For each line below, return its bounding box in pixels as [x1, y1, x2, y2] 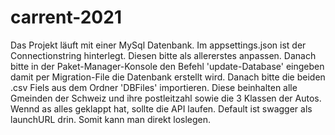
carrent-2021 [10, 6, 122, 29]
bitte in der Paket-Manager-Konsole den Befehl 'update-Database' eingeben [10, 60, 325, 72]
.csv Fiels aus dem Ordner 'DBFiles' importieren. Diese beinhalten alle [10, 81, 298, 93]
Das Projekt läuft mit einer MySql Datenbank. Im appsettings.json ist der [10, 39, 307, 51]
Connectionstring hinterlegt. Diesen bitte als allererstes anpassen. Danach [10, 49, 317, 61]
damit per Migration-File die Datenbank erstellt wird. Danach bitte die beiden [10, 71, 326, 83]
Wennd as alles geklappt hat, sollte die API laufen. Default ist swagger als [10, 102, 313, 115]
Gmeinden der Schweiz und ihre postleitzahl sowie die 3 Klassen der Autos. [10, 92, 322, 104]
